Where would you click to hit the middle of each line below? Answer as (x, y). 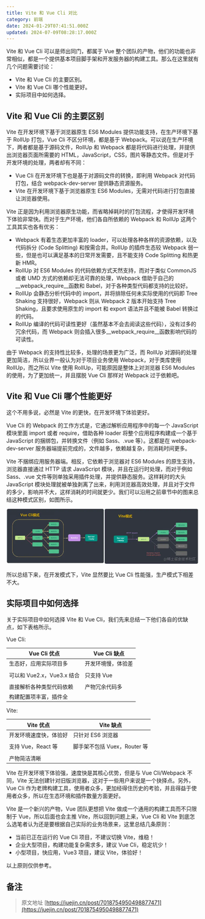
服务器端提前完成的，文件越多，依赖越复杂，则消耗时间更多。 (113, 448)
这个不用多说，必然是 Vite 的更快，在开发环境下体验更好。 (80, 412)
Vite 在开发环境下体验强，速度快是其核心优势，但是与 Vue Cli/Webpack (96, 773)
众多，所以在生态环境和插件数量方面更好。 (70, 796)
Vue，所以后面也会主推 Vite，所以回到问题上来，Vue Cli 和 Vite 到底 (104, 817)
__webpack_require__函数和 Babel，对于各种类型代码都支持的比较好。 (103, 286)
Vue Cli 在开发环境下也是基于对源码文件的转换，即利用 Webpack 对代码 (105, 176)
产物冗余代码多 (103, 687)
